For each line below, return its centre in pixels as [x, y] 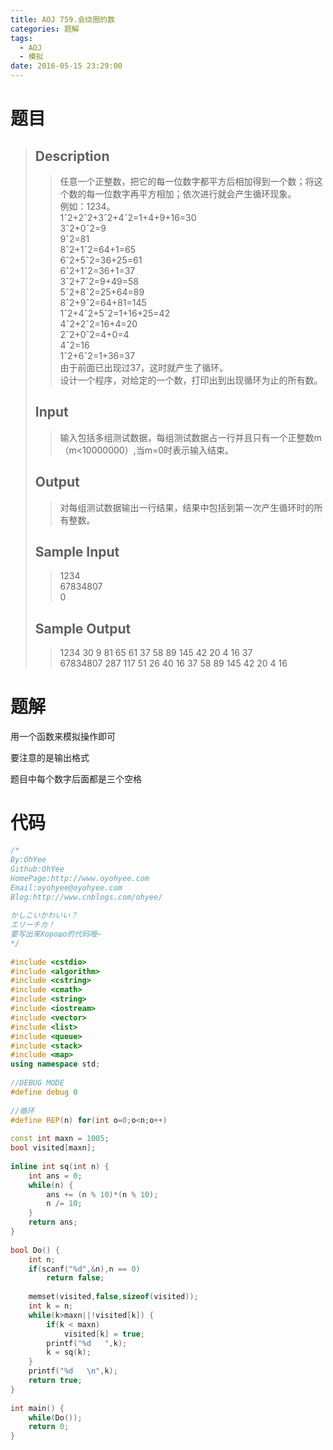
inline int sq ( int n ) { [60, 1166]
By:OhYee [28, 860]
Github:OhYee [37, 869]
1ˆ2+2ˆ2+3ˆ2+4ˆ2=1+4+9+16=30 [128, 217]
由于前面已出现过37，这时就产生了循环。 [144, 367]
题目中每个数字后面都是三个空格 [76, 779]
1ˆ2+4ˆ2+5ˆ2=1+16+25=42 [115, 313]
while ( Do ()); [55, 1417]
